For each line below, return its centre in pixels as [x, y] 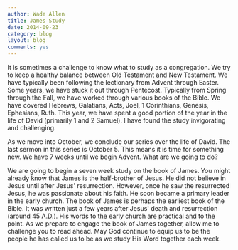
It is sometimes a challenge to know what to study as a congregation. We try [119, 67]
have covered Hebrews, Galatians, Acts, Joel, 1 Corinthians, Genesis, [108, 105]
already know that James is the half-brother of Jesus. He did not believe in [117, 178]
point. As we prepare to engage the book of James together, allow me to [113, 224]
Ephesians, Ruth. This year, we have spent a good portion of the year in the [117, 113]
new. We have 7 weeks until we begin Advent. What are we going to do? [113, 157]
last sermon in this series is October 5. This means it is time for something [115, 149]
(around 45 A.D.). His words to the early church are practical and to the [111, 216]
